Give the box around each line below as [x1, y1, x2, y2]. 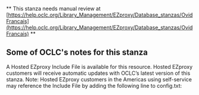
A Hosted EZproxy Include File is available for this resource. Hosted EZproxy [6, 63, 193, 70]
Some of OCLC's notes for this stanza [6, 47, 148, 58]
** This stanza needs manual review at [6, 5, 101, 12]
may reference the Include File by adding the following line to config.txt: [6, 82, 182, 89]
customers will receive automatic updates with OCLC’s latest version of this [6, 69, 191, 77]
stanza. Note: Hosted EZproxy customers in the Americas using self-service [6, 75, 192, 83]
